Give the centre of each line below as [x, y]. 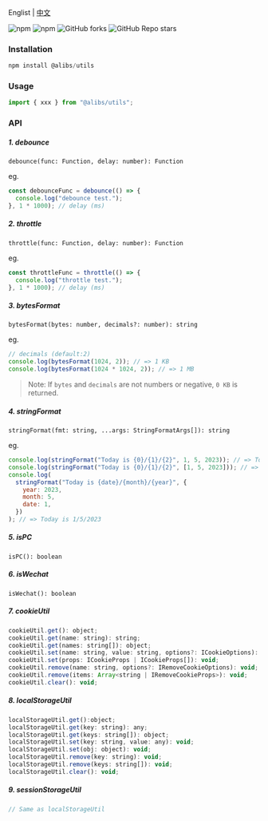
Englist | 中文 [30, 12]
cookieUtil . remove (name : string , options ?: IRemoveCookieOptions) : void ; [134, 668]
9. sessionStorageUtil [45, 790]
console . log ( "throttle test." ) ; [69, 280]
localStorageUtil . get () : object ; [62, 720]
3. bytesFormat [34, 306]
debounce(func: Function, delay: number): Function [96, 162]
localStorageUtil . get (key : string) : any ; [78, 727]
